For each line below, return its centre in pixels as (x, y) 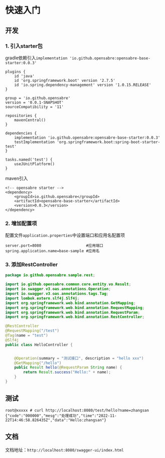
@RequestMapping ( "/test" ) (32, 331)
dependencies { (21, 133)
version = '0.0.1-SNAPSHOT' (35, 102)
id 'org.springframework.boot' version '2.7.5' (65, 80)
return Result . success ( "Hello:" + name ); (67, 372)
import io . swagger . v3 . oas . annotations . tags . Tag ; (57, 294)
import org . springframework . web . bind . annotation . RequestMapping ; (75, 308)
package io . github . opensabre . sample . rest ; (50, 275)
